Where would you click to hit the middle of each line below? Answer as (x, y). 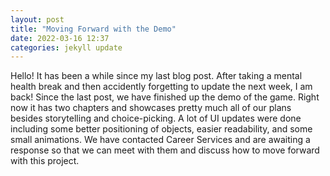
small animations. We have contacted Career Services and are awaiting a (160, 140)
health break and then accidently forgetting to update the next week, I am (161, 87)
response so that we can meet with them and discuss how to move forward (165, 150)
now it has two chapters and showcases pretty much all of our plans (151, 108)
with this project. (45, 161)
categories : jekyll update (66, 47)
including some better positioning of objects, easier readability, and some (161, 129)
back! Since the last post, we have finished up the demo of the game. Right (165, 97)
